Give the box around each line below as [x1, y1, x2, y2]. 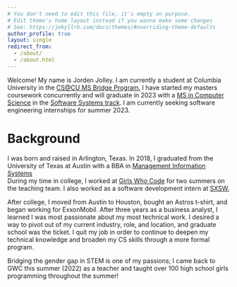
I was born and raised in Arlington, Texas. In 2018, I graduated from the [7, 153, 214, 163]
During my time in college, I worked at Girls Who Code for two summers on [7, 176, 226, 184]
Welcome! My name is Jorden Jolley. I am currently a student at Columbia [7, 76, 221, 84]
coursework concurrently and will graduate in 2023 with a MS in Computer [7, 90, 224, 99]
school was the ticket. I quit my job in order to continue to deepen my [7, 228, 209, 236]
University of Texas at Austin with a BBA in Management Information [7, 161, 206, 170]
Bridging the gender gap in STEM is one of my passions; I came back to [7, 256, 216, 265]
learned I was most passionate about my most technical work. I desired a [7, 213, 220, 221]
